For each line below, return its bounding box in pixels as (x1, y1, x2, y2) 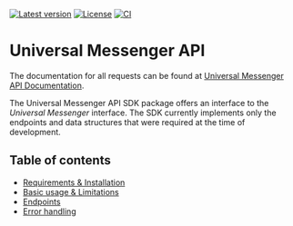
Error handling (22, 205, 76, 217)
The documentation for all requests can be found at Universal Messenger (9, 70, 284, 81)
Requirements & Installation (22, 177, 126, 188)
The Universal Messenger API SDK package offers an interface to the (9, 97, 269, 108)
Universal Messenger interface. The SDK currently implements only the (9, 107, 277, 118)
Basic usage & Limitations (22, 186, 120, 197)
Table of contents (9, 152, 111, 168)
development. (9, 126, 61, 137)
